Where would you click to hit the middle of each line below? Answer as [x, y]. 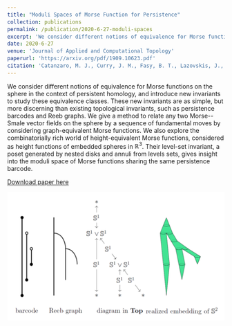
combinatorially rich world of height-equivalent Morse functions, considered [116, 138]
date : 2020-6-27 [30, 44]
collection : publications [44, 22]
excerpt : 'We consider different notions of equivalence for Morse [106, 37]
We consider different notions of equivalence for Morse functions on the [110, 86]
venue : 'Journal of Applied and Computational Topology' [91, 51]
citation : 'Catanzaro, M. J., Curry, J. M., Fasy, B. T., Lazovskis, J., [116, 66]
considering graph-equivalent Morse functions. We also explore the [103, 130]
